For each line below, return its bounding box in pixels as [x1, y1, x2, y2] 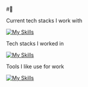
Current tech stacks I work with [6, 17, 83, 24]
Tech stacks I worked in [6, 40, 64, 47]
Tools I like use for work [6, 63, 64, 70]
